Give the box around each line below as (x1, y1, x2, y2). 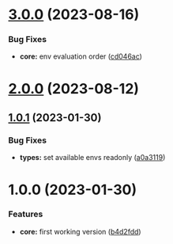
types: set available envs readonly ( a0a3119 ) (19, 153, 166, 162)
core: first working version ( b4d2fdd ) (19, 227, 141, 236)
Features (8, 208, 43, 219)
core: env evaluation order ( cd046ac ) (19, 51, 142, 61)
